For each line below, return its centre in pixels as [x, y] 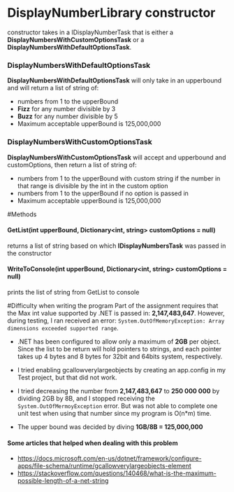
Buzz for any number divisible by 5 [68, 116]
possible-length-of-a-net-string [63, 481]
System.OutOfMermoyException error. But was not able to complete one [117, 406]
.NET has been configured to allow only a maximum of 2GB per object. [119, 342]
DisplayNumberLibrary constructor [111, 13]
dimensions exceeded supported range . [63, 328]
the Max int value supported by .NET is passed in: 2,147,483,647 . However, [116, 313]
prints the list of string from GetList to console [73, 292]
